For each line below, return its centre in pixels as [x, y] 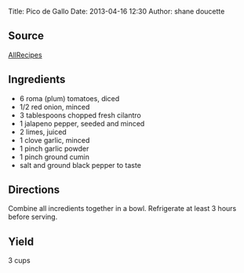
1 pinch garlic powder [54, 148]
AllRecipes [25, 55]
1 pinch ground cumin [55, 157]
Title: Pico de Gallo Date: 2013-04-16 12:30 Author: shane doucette [117, 11]
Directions [34, 190]
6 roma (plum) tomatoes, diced [69, 98]
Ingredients [37, 80]
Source [26, 36]
